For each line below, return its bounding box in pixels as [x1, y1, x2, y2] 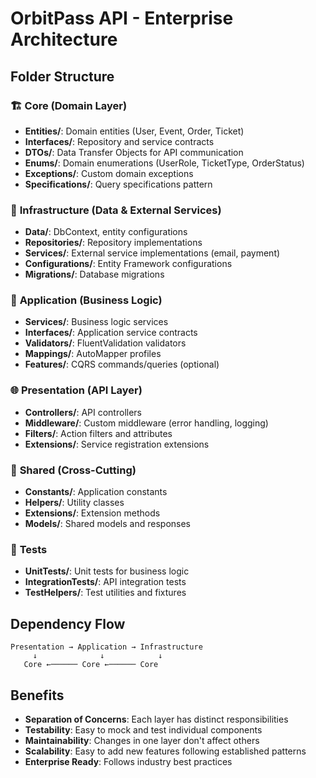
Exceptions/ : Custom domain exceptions [24, 167, 194, 179]
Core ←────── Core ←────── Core [23, 660, 159, 670]
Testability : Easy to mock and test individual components [24, 723, 263, 736]
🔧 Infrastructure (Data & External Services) [10, 203, 222, 217]
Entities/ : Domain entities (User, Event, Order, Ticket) [24, 125, 245, 137]
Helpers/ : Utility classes [24, 497, 125, 509]
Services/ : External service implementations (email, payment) [24, 247, 281, 259]
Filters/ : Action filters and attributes [24, 427, 173, 439]
